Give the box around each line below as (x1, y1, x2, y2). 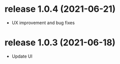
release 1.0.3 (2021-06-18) (4, 37, 116, 48)
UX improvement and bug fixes (11, 20, 75, 26)
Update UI (11, 53, 32, 59)
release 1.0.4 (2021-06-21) (4, 3, 116, 15)
